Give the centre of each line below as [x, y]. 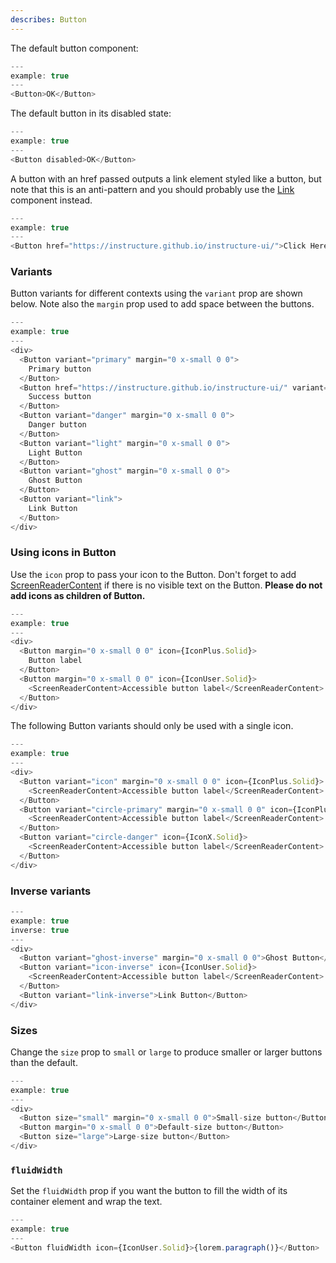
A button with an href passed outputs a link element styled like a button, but [166, 178]
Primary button [60, 369]
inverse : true [40, 930]
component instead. [51, 200]
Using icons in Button [63, 553]
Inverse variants [51, 891]
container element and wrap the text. [86, 1202]
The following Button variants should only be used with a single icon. [152, 726]
